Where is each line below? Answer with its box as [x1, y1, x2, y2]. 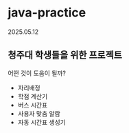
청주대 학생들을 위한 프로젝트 [8, 50, 123, 61]
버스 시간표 [17, 101, 48, 109]
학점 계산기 [17, 92, 48, 101]
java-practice [8, 5, 86, 21]
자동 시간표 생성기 [17, 118, 66, 126]
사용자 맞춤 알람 [17, 109, 60, 118]
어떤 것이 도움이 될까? [8, 69, 66, 77]
